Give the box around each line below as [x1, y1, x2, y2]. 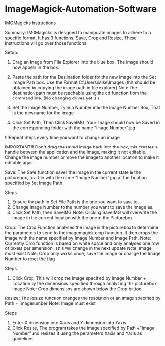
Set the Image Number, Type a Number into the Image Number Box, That [12, 104, 160, 110]
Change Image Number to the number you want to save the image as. [12, 204, 154, 210]
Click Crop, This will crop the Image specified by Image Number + [12, 275, 146, 281]
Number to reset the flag [5, 256, 55, 262]
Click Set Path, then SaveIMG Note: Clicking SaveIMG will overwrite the [12, 209, 157, 215]
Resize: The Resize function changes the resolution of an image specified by [5, 295, 161, 301]
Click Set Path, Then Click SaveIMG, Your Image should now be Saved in [12, 119, 160, 125]
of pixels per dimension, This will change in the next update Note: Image [5, 245, 152, 251]
